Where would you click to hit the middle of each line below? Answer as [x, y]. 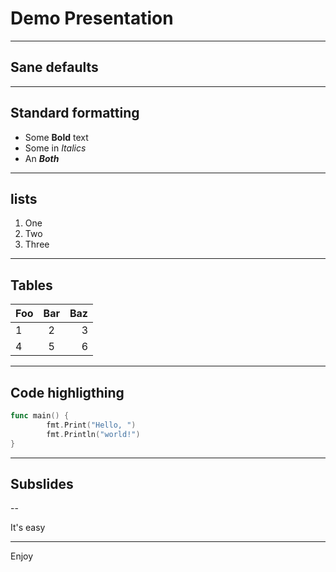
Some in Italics [55, 148]
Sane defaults [54, 67]
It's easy [28, 528]
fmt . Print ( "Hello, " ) [91, 425]
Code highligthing [67, 392]
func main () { [40, 416]
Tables [31, 285]
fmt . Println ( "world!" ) [93, 434]
